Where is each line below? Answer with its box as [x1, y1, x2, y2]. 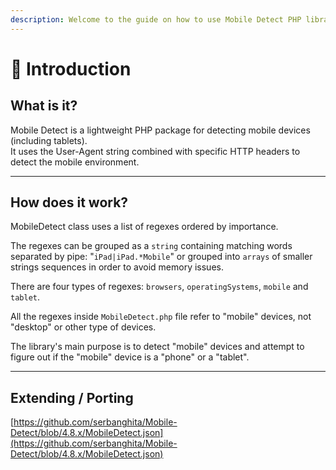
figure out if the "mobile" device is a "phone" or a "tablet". [10, 351, 250, 363]
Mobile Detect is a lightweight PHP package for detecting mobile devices [10, 124, 311, 136]
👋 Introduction [10, 57, 132, 80]
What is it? [10, 97, 78, 115]
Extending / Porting [10, 389, 134, 406]
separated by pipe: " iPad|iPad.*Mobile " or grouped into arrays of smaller [10, 251, 313, 263]
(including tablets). [10, 134, 88, 146]
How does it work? [10, 194, 129, 211]
